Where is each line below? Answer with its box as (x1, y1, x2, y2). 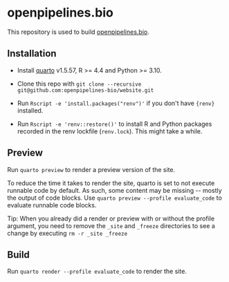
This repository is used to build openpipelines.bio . (7, 28, 150, 36)
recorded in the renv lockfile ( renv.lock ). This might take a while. (17, 126, 203, 135)
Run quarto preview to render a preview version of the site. (7, 165, 176, 173)
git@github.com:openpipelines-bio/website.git (17, 86, 154, 94)
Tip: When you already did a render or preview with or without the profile (7, 214, 215, 223)
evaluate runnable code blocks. (7, 200, 97, 209)
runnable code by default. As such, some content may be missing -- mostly (7, 186, 223, 194)
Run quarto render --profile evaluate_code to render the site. (7, 267, 187, 276)
